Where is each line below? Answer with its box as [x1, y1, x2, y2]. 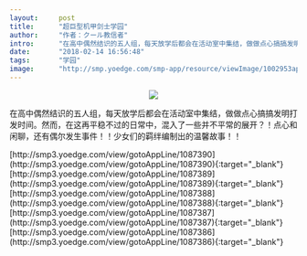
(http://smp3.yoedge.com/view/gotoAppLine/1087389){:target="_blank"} [9, 177, 284, 188]
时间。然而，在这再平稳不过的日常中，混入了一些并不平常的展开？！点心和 [16, 119, 298, 130]
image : [9, 65, 35, 74]
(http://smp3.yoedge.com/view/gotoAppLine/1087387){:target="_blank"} [9, 217, 283, 228]
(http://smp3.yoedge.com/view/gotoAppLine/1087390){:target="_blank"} [9, 158, 284, 169]
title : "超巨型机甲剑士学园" [9, 22, 129, 31]
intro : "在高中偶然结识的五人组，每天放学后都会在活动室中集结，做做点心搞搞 [9, 38, 288, 48]
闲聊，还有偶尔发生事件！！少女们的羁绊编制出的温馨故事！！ [9, 130, 242, 142]
